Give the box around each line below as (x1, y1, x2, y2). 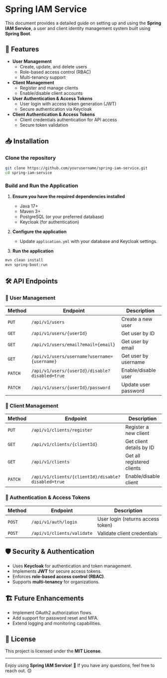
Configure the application (12, 228, 67, 235)
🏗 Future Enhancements (5, 594, 84, 602)
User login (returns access (97, 515, 160, 522)
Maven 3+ (19, 209, 41, 215)
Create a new (121, 315, 153, 322)
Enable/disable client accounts (19, 90, 83, 96)
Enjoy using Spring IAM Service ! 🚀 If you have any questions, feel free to (5, 662, 155, 668)
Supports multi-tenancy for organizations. (12, 579, 100, 585)
